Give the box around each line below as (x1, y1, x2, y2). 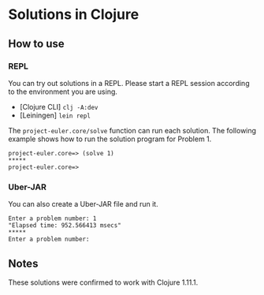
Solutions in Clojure (8, 6, 139, 24)
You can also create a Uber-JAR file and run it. (8, 200, 159, 209)
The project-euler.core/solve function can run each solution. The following (8, 125, 257, 135)
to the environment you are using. (8, 87, 118, 96)
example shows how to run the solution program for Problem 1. (8, 134, 212, 144)
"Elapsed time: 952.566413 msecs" (8, 222, 122, 230)
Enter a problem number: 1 (8, 215, 97, 222)
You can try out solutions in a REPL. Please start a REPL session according (8, 78, 250, 88)
